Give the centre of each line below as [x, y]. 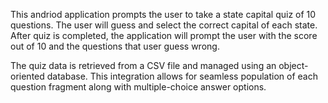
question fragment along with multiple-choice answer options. [138, 87]
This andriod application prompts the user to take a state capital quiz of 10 [163, 14]
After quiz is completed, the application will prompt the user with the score [164, 35]
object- [293, 65]
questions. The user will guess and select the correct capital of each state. [164, 25]
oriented [27, 76]
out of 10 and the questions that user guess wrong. [115, 46]
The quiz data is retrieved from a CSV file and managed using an [143, 65]
